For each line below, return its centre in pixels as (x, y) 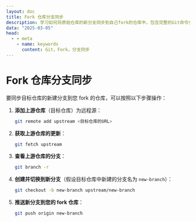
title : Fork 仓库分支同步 (35, 17)
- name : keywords (38, 45)
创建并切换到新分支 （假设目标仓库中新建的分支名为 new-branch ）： (94, 179)
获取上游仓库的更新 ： (40, 133)
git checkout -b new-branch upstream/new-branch (75, 190)
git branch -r (32, 168)
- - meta (22, 39)
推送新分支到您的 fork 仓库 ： (49, 202)
